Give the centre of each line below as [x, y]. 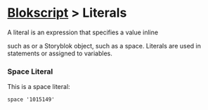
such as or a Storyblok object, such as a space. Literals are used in [104, 46]
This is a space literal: [39, 87]
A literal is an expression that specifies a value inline [83, 32]
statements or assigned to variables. [60, 53]
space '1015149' [31, 99]
